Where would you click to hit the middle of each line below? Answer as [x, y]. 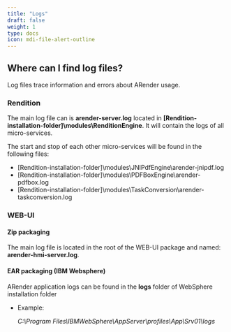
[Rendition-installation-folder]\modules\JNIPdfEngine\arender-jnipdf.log [121, 168]
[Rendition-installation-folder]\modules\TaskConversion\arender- [111, 190]
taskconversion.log [45, 197]
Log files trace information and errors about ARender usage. [94, 85]
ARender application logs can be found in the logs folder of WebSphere [110, 287]
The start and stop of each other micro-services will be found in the [105, 147]
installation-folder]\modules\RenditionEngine [75, 126]
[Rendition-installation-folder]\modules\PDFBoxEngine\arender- [109, 175]
